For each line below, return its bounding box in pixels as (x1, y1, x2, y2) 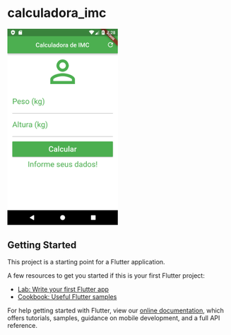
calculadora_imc (7, 5, 107, 21)
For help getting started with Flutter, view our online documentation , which (7, 306, 225, 315)
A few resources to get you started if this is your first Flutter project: (7, 271, 205, 280)
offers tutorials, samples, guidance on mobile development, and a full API (7, 314, 220, 322)
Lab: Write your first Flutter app (17, 285, 109, 294)
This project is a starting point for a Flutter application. (7, 258, 165, 266)
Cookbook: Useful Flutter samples (17, 293, 117, 301)
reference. (7, 322, 37, 330)
